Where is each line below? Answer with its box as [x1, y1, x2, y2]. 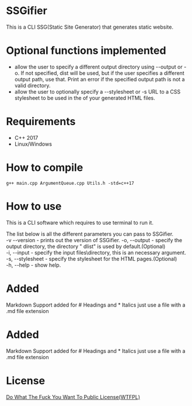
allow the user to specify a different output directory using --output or [14, 63, 183, 70]
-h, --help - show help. [6, 262, 61, 269]
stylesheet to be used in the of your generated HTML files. [14, 94, 156, 101]
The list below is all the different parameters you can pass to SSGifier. [6, 230, 174, 238]
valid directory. [14, 82, 51, 89]
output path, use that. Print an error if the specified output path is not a [14, 75, 185, 82]
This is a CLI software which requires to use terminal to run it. [6, 219, 153, 226]
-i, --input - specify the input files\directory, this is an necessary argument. [6, 249, 187, 256]
